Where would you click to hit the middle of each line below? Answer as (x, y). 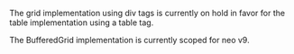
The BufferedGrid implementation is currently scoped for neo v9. (129, 40)
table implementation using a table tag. (82, 22)
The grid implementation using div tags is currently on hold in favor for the (147, 13)
